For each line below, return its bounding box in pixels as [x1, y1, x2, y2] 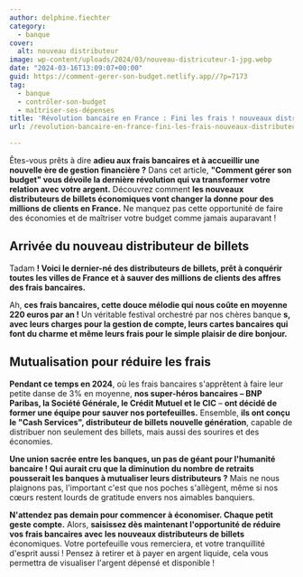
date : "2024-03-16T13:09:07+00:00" [9, 64, 143, 73]
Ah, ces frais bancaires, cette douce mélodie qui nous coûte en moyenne [9, 299, 288, 310]
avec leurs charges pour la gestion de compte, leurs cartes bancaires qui [9, 318, 289, 330]
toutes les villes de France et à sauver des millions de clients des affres [9, 272, 281, 283]
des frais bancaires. [9, 282, 86, 293]
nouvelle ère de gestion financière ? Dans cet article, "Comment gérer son [9, 164, 292, 175]
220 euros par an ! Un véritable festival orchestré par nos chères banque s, [9, 309, 291, 320]
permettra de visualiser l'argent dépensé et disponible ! [9, 557, 215, 568]
